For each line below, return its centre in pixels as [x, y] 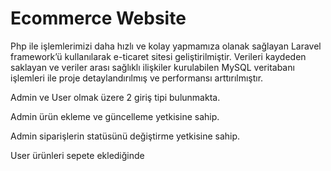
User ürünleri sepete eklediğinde [77, 155]
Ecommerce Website [98, 18]
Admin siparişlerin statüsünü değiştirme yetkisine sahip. [125, 136]
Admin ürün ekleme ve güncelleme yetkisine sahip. [115, 116]
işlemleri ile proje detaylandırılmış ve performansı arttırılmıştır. [137, 78]
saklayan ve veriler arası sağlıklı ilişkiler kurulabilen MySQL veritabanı [152, 67]
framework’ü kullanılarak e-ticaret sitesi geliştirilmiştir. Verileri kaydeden [158, 56]
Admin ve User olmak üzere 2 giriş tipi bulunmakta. [115, 97]
